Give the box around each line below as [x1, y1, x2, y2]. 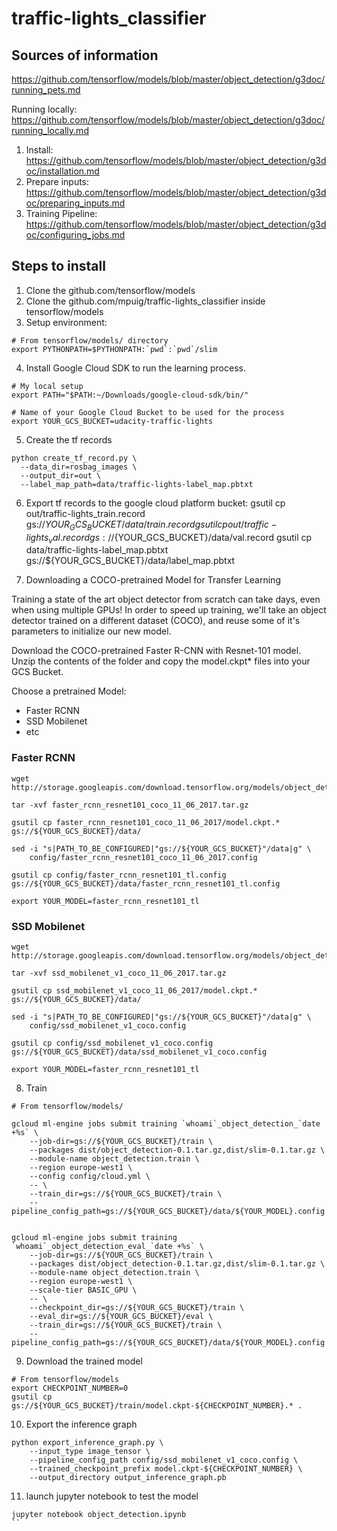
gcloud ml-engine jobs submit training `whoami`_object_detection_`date [11, 1119, 321, 1129]
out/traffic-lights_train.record [25, 507, 146, 519]
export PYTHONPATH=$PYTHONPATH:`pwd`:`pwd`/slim [11, 344, 218, 354]
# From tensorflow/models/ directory [11, 335, 169, 346]
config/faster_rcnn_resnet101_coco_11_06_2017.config [29, 852, 258, 862]
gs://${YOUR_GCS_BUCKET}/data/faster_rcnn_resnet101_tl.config [11, 878, 281, 889]
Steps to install [11, 258, 106, 275]
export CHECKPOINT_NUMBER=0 [11, 1383, 129, 1393]
